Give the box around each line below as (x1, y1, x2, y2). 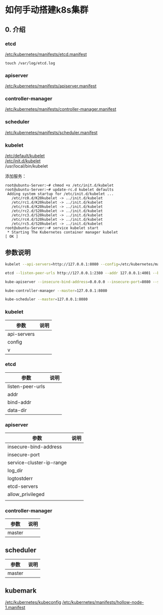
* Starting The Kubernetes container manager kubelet (7, 230, 118, 235)
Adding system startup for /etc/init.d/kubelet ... (7, 192, 114, 196)
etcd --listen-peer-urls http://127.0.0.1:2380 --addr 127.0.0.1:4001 (5, 270, 151, 275)
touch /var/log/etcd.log (5, 60, 55, 66)
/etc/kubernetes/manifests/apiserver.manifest (5, 83, 97, 89)
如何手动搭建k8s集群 (5, 4, 89, 16)
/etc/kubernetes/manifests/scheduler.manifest (5, 130, 98, 135)
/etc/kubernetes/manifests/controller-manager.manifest (5, 106, 116, 112)
